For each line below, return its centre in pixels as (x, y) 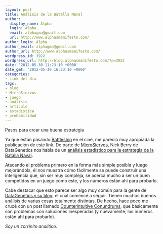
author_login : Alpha (26, 42)
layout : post (19, 10)
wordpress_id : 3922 (25, 56)
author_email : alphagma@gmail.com (41, 47)
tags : (11, 83)
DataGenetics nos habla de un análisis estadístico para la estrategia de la (80, 150)
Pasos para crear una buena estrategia (45, 130)
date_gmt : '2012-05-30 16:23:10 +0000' (46, 70)
